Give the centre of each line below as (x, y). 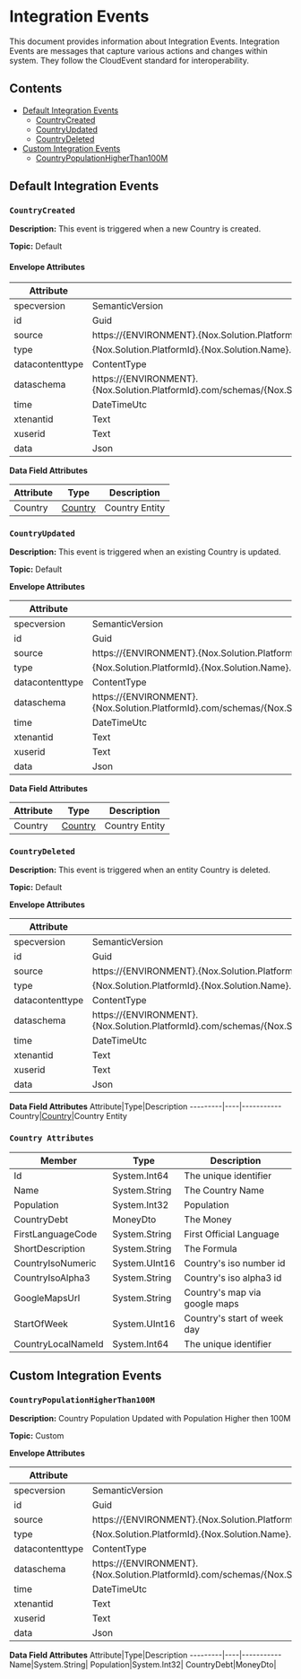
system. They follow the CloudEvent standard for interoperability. (129, 60)
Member (59, 1160)
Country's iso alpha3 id (233, 1278)
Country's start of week (234, 1318)
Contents (36, 88)
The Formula (211, 1248)
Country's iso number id (235, 1263)
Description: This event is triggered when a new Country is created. (135, 229)
